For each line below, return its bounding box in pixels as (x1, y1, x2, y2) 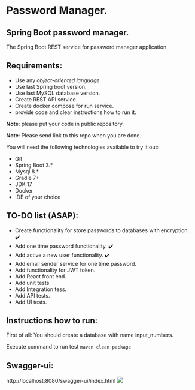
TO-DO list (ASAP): (6, 211, 79, 221)
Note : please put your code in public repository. (6, 120, 124, 127)
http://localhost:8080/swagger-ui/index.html (6, 377, 116, 385)
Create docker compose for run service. (14, 102, 114, 109)
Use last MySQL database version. (14, 89, 100, 97)
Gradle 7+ (14, 174, 40, 181)
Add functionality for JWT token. (14, 266, 96, 274)
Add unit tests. (14, 279, 51, 286)
